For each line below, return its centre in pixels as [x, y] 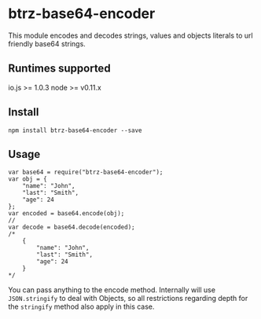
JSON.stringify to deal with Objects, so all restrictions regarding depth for [128, 299]
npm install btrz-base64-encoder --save [75, 130]
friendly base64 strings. [47, 43]
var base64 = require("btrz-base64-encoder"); [86, 172]
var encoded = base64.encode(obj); [66, 214]
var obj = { [28, 179]
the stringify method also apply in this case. [81, 306]
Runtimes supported [60, 69]
